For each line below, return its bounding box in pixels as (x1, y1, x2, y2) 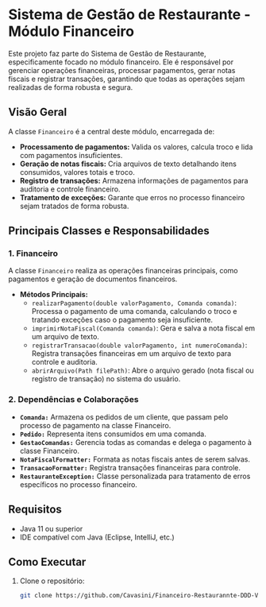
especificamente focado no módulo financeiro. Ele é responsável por (8, 57, 234, 67)
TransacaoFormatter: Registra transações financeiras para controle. (19, 462, 241, 472)
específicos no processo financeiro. (19, 479, 137, 489)
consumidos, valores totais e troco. (19, 167, 135, 176)
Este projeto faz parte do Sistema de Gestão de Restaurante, (8, 48, 206, 58)
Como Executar (8, 555, 87, 569)
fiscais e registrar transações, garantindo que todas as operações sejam (8, 74, 245, 83)
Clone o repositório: (19, 576, 85, 586)
